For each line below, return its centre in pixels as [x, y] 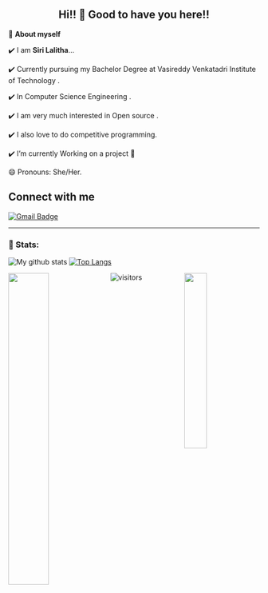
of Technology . [34, 80]
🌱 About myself [35, 34]
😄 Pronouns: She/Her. [45, 172]
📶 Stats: [24, 245]
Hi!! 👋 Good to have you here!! [134, 15]
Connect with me [52, 197]
